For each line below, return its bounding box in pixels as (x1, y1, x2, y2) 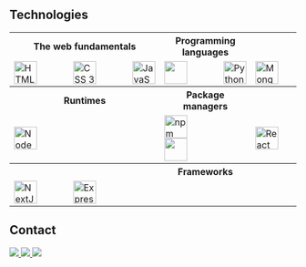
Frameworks (177, 165, 234, 178)
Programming (175, 34, 236, 46)
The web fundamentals (33, 40, 137, 53)
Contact (9, 222, 56, 238)
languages (181, 46, 229, 58)
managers (182, 99, 229, 112)
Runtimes (63, 94, 107, 107)
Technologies (9, 7, 89, 23)
